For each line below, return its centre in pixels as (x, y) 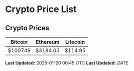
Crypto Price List (41, 9)
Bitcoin (19, 42)
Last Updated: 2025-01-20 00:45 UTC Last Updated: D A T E (67, 63)
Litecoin (75, 42)
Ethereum (48, 42)
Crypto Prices (27, 28)
